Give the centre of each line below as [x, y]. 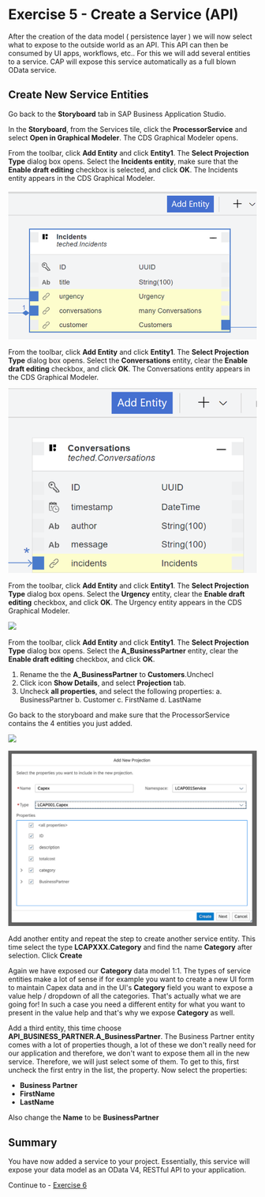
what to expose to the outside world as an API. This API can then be [118, 44]
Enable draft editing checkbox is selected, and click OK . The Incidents [123, 169]
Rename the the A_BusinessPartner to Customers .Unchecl [117, 675]
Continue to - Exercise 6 [48, 1185]
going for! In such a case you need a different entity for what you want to [127, 1004]
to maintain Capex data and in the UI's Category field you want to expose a [131, 988]
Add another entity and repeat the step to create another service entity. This [132, 939]
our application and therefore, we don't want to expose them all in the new [129, 1053]
